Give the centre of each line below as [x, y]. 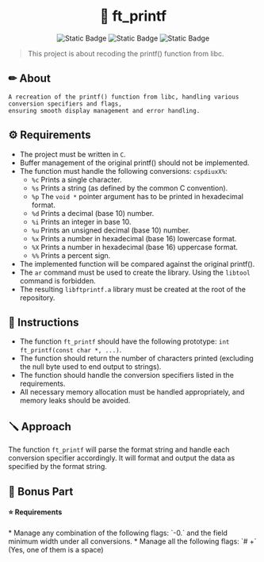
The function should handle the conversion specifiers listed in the [126, 375]
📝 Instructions [44, 322]
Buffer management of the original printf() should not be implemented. [134, 163]
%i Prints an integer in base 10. [81, 221]
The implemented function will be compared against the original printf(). [137, 264]
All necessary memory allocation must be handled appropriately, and [132, 392]
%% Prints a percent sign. [71, 255]
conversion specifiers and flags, [65, 104]
